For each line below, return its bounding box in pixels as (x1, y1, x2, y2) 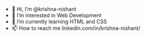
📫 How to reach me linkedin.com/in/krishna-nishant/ (11, 25, 141, 32)
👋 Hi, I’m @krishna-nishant (11, 6, 77, 12)
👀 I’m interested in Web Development (11, 12, 102, 19)
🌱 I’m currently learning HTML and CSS (11, 18, 107, 25)
